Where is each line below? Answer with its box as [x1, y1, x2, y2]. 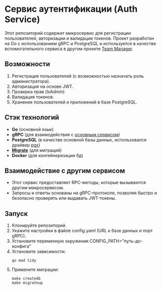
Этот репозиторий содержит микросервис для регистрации [4, 30, 131, 36]
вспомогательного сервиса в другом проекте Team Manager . [4, 46, 134, 52]
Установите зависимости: [11, 249, 66, 255]
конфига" [11, 243, 31, 249]
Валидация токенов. [11, 94, 54, 100]
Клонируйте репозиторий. [11, 222, 67, 229]
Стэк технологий [4, 113, 59, 122]
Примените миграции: [11, 266, 59, 273]
